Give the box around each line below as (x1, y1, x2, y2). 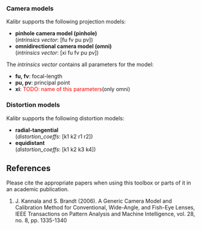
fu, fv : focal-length (15, 73, 62, 80)
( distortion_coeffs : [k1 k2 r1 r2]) (15, 132, 93, 140)
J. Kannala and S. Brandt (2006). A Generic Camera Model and (15, 197, 173, 205)
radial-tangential (15, 126, 59, 134)
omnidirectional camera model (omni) (15, 42, 112, 50)
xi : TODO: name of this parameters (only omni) (15, 86, 131, 93)
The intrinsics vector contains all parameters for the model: (6, 61, 154, 68)
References (6, 163, 51, 174)
